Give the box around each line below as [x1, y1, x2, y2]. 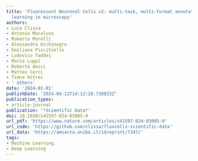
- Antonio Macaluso [6, 31, 54, 37]
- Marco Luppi [6, 58, 41, 64]
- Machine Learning [6, 140, 54, 146]
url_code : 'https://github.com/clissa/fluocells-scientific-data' [6, 124, 173, 130]
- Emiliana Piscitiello [6, 47, 65, 53]
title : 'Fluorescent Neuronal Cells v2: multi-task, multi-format [6, 8, 173, 15]
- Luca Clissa [6, 25, 41, 31]
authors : [6, 19, 28, 25]
